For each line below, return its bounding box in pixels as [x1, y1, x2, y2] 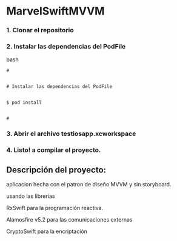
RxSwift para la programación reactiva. [6, 205, 104, 212]
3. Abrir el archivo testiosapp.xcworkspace [6, 129, 136, 138]
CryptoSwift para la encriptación [6, 228, 88, 235]
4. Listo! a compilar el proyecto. [6, 146, 101, 154]
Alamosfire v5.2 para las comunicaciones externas [6, 216, 133, 223]
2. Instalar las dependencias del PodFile [6, 42, 126, 51]
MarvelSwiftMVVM [6, 4, 105, 18]
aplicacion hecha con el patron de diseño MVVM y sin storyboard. [6, 181, 172, 188]
